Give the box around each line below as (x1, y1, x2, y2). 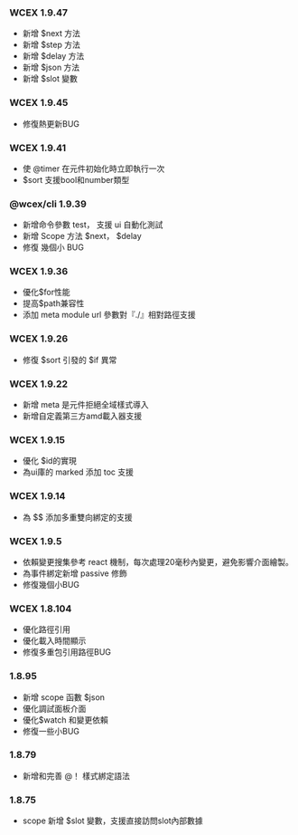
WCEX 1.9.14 (9, 490, 66, 503)
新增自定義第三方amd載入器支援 (22, 410, 143, 422)
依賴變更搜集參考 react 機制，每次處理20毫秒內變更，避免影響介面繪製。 (22, 556, 293, 567)
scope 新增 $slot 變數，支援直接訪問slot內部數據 (22, 815, 203, 826)
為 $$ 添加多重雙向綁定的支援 (22, 512, 133, 523)
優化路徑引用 (22, 624, 70, 635)
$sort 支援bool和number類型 (22, 174, 130, 185)
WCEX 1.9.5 (9, 534, 62, 547)
